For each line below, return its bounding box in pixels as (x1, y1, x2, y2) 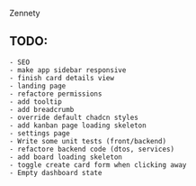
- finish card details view (9, 73, 115, 82)
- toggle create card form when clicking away (9, 160, 187, 170)
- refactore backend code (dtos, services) (9, 144, 175, 153)
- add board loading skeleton (9, 153, 123, 162)
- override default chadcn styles (9, 113, 139, 122)
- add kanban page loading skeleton (9, 121, 147, 130)
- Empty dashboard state (9, 168, 102, 177)
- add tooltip (9, 97, 63, 107)
